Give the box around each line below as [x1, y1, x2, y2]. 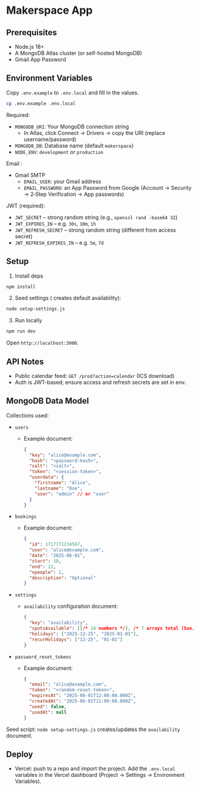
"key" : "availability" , [29, 620, 88, 626]
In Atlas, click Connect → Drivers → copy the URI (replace [23, 129, 165, 136]
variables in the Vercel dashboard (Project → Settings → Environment [14, 771, 185, 779]
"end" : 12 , [29, 564, 57, 570]
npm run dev [6, 328, 36, 334]
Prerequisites [6, 27, 57, 38]
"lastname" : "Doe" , [35, 485, 83, 491]
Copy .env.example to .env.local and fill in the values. [6, 89, 139, 96]
